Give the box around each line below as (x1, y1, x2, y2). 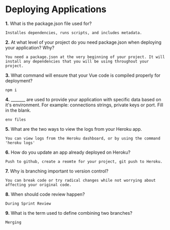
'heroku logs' (5, 140, 36, 146)
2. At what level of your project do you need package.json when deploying (5, 39, 162, 45)
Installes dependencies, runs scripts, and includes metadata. (5, 30, 143, 35)
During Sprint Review (5, 201, 51, 206)
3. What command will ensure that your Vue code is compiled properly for (5, 72, 161, 78)
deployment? (5, 77, 33, 83)
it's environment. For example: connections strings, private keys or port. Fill (5, 102, 164, 108)
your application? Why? (5, 44, 54, 50)
